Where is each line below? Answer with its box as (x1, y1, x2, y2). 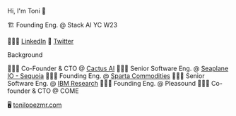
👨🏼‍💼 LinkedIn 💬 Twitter (7, 37, 74, 45)
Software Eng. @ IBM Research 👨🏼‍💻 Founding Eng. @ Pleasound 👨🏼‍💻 (7, 79, 210, 87)
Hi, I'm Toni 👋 (7, 7, 47, 15)
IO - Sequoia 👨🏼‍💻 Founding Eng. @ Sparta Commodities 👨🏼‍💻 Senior (7, 72, 205, 80)
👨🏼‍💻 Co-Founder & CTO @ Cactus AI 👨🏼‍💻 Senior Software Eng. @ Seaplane (7, 64, 229, 72)
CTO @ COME (37, 86, 79, 95)
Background (7, 51, 43, 59)
